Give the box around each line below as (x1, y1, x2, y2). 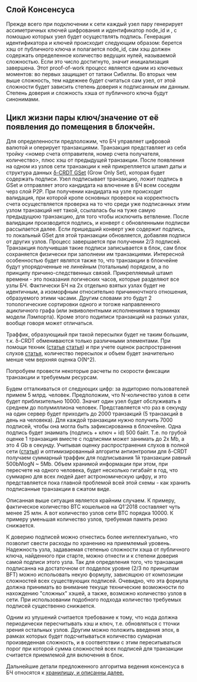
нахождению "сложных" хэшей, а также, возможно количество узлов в (6, 589, 187, 596)
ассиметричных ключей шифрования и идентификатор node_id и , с (6, 27, 178, 34)
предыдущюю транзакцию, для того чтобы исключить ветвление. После (6, 212, 189, 220)
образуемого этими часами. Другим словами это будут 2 (6, 294, 152, 301)
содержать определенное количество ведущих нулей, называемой (6, 51, 176, 58)
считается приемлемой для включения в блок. (6, 651, 125, 658)
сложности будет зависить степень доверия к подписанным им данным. (6, 83, 190, 90)
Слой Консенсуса (6, 5, 75, 15)
